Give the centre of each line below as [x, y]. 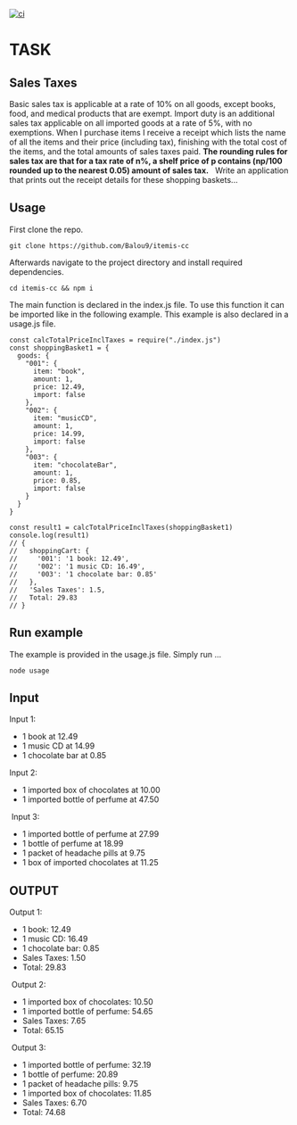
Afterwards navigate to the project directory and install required [126, 262]
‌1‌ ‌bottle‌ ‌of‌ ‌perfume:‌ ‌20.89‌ [70, 1074]
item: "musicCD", [65, 418]
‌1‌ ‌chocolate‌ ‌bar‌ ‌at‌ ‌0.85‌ [64, 756]
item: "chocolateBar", [75, 465]
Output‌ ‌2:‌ [29, 985]
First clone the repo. [46, 229]
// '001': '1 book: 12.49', [69, 558]
